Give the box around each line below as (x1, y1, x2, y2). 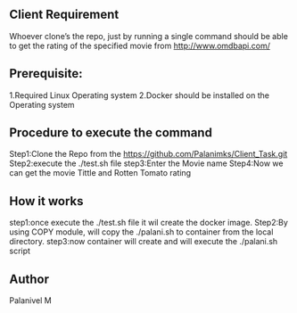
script (9, 245, 31, 257)
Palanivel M (9, 295, 52, 306)
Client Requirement (9, 7, 120, 22)
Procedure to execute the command (9, 125, 212, 141)
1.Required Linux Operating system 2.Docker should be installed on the (9, 89, 270, 101)
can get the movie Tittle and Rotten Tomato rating (9, 168, 192, 178)
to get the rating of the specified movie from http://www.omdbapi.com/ (9, 40, 270, 51)
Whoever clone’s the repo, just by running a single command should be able (9, 30, 288, 41)
